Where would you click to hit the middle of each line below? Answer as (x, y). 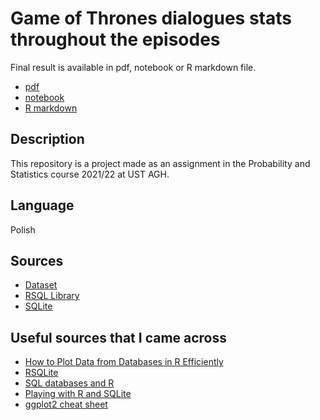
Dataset (41, 285)
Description (47, 139)
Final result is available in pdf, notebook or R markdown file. (133, 67)
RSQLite (41, 373)
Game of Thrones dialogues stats (151, 18)
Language (42, 205)
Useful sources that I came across (119, 337)
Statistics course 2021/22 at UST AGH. (90, 174)
